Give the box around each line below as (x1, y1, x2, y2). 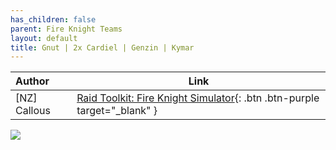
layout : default (10, 33, 78, 43)
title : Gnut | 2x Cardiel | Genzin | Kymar (10, 42, 195, 53)
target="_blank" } (76, 104, 158, 118)
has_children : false (10, 14, 97, 25)
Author (15, 74, 50, 88)
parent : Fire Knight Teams (10, 24, 123, 34)
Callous (15, 104, 51, 118)
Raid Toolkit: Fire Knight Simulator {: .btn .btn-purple (76, 91, 320, 105)
